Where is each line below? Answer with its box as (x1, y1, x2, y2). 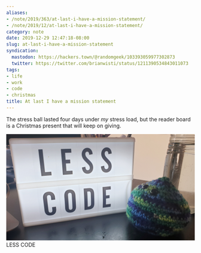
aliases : (6, 10, 28, 16)
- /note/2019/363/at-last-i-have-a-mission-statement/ (6, 16, 146, 22)
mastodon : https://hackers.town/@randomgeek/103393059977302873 (11, 54, 175, 60)
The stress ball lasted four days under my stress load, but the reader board (6, 115, 191, 123)
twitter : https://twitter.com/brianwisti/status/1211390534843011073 (11, 60, 188, 66)
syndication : (6, 48, 39, 54)
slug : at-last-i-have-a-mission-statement (6, 41, 114, 47)
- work (6, 79, 23, 85)
